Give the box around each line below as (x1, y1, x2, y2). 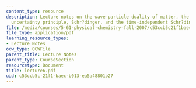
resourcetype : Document (6, 62, 64, 68)
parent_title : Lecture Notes (6, 52, 77, 57)
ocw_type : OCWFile (6, 46, 51, 52)
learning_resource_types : (6, 35, 69, 41)
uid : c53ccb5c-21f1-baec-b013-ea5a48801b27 (6, 73, 114, 79)
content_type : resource (6, 8, 64, 14)
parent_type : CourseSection (6, 57, 75, 63)
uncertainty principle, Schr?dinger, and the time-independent (11, 19, 168, 25)
